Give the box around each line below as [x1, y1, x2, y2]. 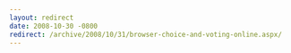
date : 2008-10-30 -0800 [9, 22, 98, 31]
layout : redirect [9, 13, 74, 22]
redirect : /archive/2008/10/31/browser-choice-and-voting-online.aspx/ [9, 30, 282, 39]
